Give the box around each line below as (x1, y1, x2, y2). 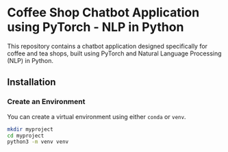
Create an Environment (7, 97, 86, 107)
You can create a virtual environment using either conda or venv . (7, 112, 186, 121)
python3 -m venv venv (7, 138, 69, 145)
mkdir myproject (7, 125, 53, 133)
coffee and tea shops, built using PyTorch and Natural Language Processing (7, 49, 222, 58)
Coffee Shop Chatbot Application (7, 5, 200, 21)
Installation (7, 77, 56, 88)
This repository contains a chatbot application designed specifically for (7, 42, 207, 50)
